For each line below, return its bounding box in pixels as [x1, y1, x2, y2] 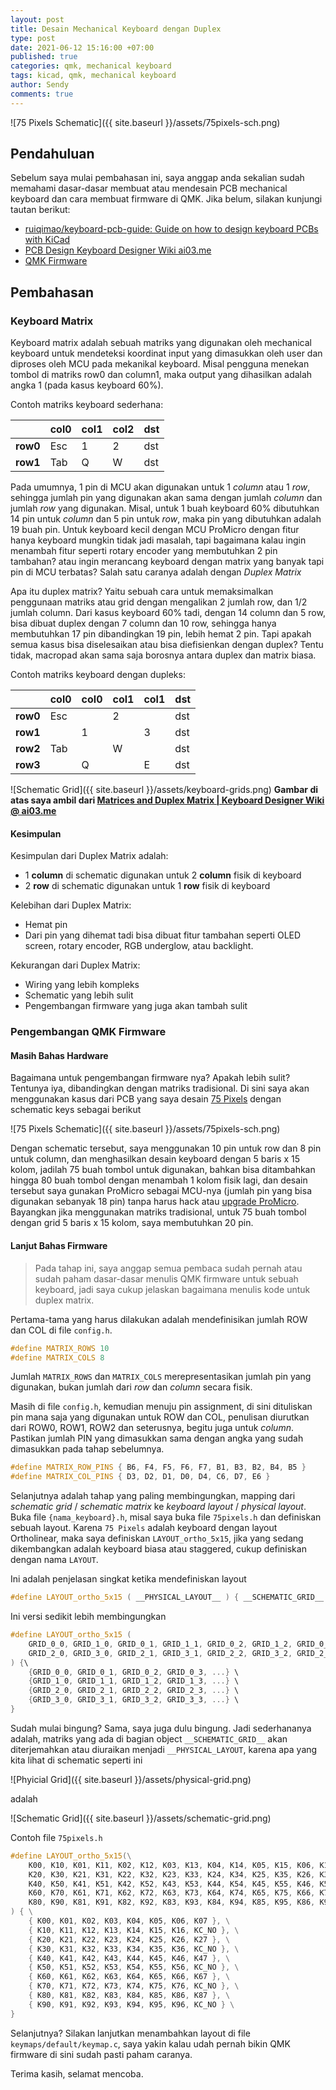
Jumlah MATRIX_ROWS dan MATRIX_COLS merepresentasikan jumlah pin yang [10, 1371, 312, 1383]
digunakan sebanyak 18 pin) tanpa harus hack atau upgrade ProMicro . [10, 1196, 300, 1208]
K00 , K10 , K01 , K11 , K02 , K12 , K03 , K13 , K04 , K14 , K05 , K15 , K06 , [28, 1860, 316, 1870]
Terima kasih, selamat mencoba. [10, 2067, 144, 2080]
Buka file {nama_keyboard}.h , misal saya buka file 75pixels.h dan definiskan [10, 1511, 322, 1523]
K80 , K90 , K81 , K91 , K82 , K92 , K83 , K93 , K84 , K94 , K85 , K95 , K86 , [28, 1897, 316, 1908]
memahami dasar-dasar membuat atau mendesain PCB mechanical [10, 182, 288, 195]
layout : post [10, 14, 65, 25]
